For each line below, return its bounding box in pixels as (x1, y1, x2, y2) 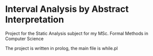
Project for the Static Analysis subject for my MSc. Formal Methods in (5, 30, 148, 36)
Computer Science (5, 36, 44, 42)
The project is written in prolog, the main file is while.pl (5, 45, 118, 51)
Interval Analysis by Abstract (5, 3, 129, 15)
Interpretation (5, 14, 64, 25)
